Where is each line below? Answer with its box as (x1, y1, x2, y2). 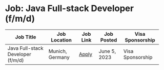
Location (51, 37, 72, 43)
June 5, (98, 48, 116, 55)
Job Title (15, 33, 37, 40)
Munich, (48, 48, 67, 55)
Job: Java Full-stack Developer (5, 3, 134, 14)
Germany (48, 54, 70, 60)
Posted (100, 37, 117, 43)
